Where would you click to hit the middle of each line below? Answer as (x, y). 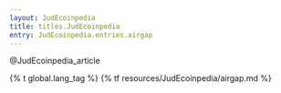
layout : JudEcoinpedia (52, 18)
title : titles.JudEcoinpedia (65, 26)
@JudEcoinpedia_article (55, 61)
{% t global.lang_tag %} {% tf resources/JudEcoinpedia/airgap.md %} (140, 78)
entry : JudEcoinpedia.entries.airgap (81, 35)
